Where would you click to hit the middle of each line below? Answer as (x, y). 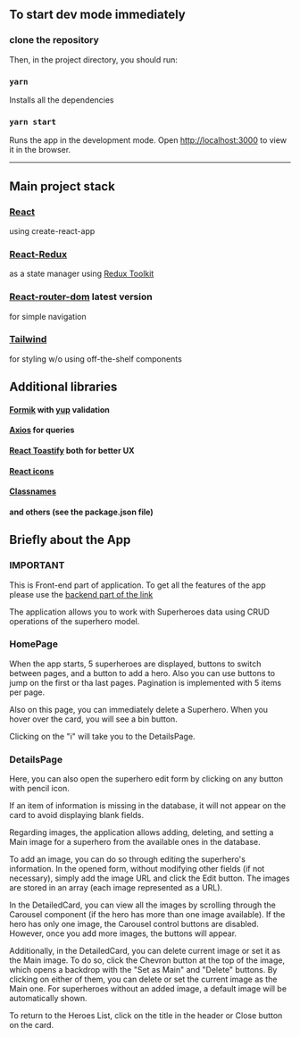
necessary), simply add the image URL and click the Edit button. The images (150, 878)
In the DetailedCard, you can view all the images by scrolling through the (143, 905)
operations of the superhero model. (75, 621)
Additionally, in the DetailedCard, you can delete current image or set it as (145, 951)
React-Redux (38, 254)
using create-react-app (52, 230)
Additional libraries (63, 387)
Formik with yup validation (59, 409)
